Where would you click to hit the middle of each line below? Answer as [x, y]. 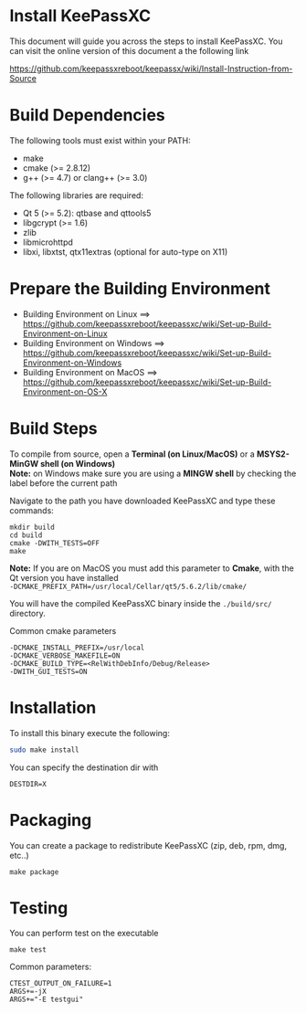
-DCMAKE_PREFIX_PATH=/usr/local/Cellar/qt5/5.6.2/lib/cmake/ [128, 586]
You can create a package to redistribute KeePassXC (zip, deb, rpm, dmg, [148, 845]
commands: [32, 510]
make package [34, 872]
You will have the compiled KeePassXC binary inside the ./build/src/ [141, 603]
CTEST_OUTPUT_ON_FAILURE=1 [61, 984]
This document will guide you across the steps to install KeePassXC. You [146, 41]
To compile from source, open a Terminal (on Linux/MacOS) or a [132, 454]
